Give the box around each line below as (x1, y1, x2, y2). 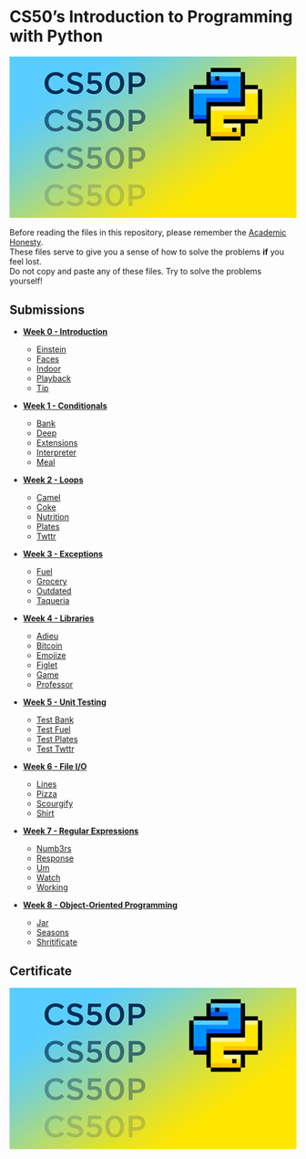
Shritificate (36, 937, 77, 947)
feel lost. (9, 256, 43, 267)
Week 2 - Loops (22, 474, 84, 485)
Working (36, 882, 68, 893)
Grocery (36, 576, 67, 587)
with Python (9, 26, 103, 47)
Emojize (36, 650, 66, 661)
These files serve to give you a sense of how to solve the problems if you (9, 246, 285, 257)
